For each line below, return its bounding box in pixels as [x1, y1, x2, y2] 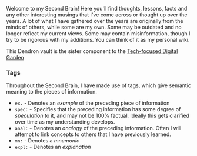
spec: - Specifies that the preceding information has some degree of [14, 106, 181, 113]
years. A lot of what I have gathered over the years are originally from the [6, 18, 183, 24]
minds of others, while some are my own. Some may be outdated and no [6, 24, 182, 31]
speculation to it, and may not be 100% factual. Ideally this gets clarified [14, 112, 190, 120]
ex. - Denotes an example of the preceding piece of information [14, 99, 170, 107]
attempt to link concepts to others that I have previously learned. [14, 131, 172, 138]
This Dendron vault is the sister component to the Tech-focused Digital [6, 48, 178, 55]
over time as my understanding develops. [14, 118, 115, 125]
